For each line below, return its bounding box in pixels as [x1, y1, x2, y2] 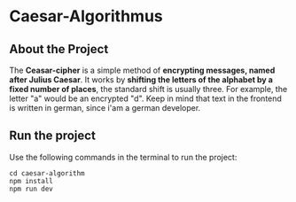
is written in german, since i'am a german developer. [9, 103, 201, 113]
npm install [9, 176, 53, 185]
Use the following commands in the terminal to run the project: [9, 151, 238, 162]
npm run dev [9, 184, 53, 193]
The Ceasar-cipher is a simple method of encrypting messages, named [9, 65, 276, 75]
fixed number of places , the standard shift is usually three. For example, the [9, 84, 288, 94]
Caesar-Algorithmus [9, 6, 164, 27]
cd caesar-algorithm [9, 168, 86, 178]
